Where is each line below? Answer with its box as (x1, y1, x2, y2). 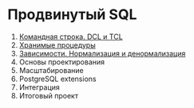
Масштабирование (18, 65, 85, 75)
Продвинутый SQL (7, 6, 137, 24)
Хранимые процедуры (18, 40, 97, 49)
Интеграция (18, 82, 61, 92)
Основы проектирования (18, 57, 105, 67)
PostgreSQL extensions (18, 74, 97, 83)
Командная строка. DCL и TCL (18, 32, 123, 41)
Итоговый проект (18, 91, 79, 100)
